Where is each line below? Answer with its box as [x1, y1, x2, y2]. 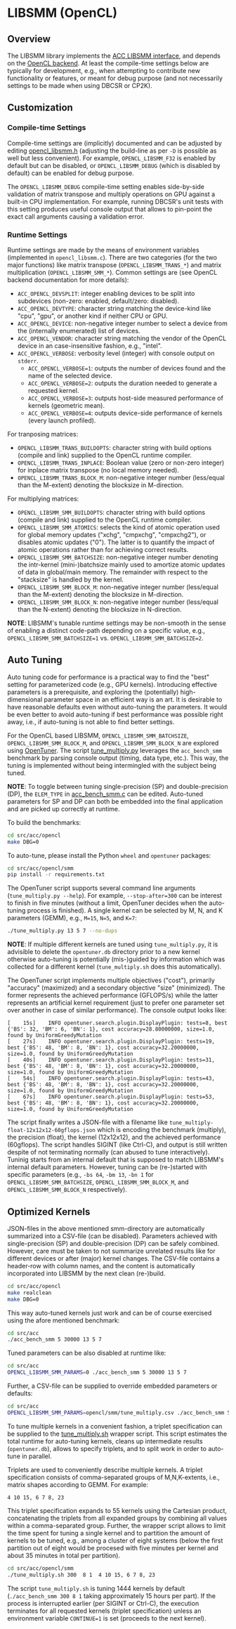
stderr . [17, 356, 39, 365]
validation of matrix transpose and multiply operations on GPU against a [7, 190, 216, 198]
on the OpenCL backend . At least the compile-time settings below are [7, 59, 209, 67]
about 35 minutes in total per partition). [7, 1551, 121, 1559]
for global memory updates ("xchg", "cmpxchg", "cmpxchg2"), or [17, 530, 206, 539]
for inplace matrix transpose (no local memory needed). [17, 465, 179, 474]
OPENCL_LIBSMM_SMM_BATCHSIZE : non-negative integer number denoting [17, 553, 219, 561]
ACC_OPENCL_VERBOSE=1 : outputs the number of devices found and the [27, 363, 226, 372]
